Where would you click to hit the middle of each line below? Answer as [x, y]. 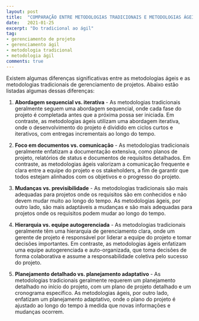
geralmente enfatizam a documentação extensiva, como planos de [96, 151]
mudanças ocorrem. [39, 312]
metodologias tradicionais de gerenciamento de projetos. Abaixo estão [92, 84]
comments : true [25, 61]
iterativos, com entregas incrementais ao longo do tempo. [85, 133]
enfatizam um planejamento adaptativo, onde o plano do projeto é [95, 299]
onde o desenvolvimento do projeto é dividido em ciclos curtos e [94, 127]
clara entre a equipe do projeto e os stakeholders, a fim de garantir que [102, 170]
